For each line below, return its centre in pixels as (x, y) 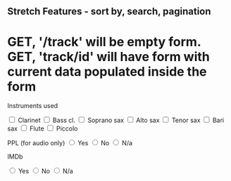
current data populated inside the (107, 71)
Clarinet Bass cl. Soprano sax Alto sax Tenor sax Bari (120, 120)
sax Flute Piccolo (43, 128)
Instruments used (33, 106)
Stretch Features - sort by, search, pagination (109, 12)
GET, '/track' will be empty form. (104, 42)
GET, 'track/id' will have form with (108, 56)
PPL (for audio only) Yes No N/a (70, 143)
